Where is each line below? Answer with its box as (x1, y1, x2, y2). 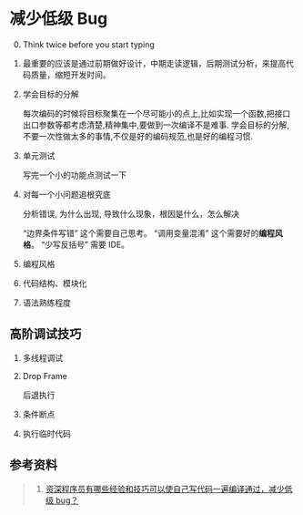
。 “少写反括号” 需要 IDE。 (30, 239, 130, 250)
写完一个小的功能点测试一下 (22, 170, 127, 180)
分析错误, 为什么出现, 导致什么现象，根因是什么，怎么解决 (22, 208, 239, 219)
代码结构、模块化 (22, 277, 87, 288)
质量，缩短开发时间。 (30, 69, 111, 80)
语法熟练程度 (22, 297, 71, 308)
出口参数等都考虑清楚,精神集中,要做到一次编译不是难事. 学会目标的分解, (22, 119, 289, 130)
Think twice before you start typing (22, 38, 155, 50)
